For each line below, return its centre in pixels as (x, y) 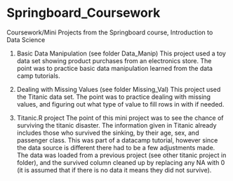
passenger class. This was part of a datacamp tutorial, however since (117, 140)
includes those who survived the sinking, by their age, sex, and (108, 133)
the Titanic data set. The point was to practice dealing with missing (114, 97)
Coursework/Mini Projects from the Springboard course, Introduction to (110, 32)
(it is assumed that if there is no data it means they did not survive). (114, 170)
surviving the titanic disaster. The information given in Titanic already (116, 125)
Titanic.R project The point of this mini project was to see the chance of (120, 118)
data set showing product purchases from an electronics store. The (114, 60)
